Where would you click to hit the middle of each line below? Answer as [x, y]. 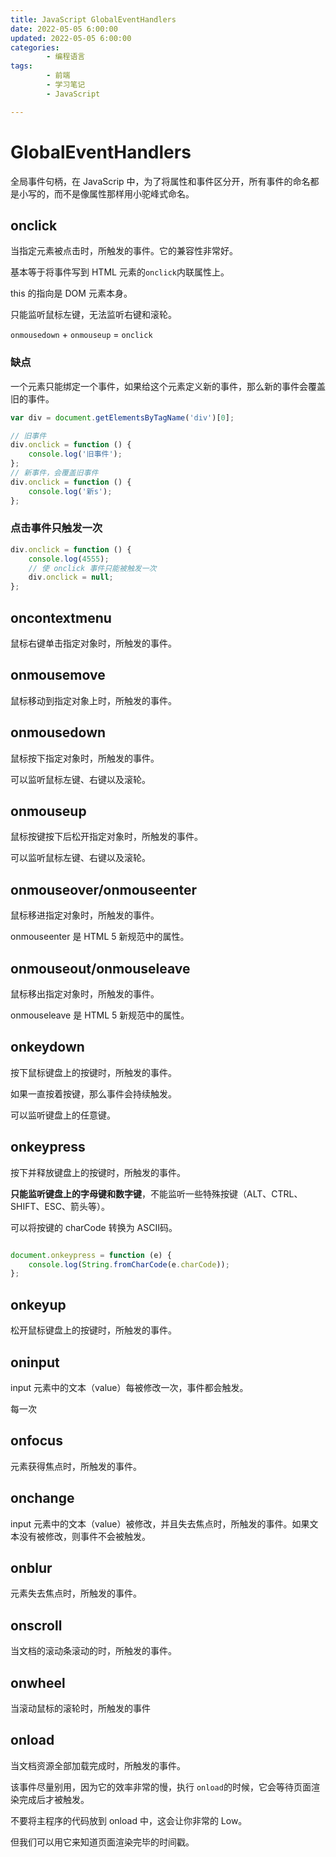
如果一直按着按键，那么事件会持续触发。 [93, 1093]
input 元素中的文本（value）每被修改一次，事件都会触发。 [129, 1387]
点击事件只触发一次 [56, 528]
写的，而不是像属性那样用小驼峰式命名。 [111, 193]
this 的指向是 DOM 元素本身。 [71, 293]
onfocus [36, 1441]
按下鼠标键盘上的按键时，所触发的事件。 [93, 1072]
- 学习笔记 [66, 85]
